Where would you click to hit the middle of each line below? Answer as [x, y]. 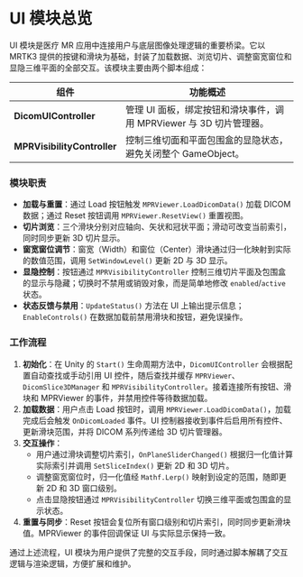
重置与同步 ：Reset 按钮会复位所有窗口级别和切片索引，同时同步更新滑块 [156, 522]
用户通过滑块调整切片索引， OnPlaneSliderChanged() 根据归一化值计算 [165, 454]
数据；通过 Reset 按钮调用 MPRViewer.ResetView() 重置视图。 [135, 215]
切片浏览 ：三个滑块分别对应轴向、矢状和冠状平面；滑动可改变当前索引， [156, 227]
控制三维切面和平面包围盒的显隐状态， [207, 140]
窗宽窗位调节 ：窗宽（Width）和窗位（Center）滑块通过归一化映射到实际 [156, 250]
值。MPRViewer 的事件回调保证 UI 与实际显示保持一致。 [126, 533]
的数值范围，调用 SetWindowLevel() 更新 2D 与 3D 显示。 [127, 261]
